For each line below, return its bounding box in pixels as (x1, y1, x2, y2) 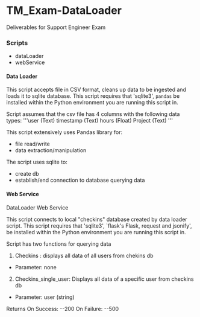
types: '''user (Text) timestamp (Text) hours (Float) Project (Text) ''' (6, 117, 173, 124)
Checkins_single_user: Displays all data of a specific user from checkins (14, 275, 194, 283)
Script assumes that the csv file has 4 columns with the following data (6, 110, 180, 118)
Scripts (6, 39, 28, 47)
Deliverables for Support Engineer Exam (6, 24, 106, 31)
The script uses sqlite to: (6, 158, 68, 166)
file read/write (14, 140, 50, 148)
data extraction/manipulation (14, 147, 87, 154)
